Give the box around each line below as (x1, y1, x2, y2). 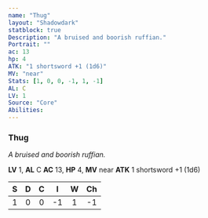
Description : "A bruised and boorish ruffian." (8, 33, 167, 42)
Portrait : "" (8, 41, 51, 49)
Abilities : (8, 107, 44, 114)
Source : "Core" (8, 99, 58, 107)
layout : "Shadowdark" (8, 19, 79, 27)
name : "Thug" (8, 11, 51, 20)
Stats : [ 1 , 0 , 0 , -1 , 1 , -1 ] (8, 77, 104, 85)
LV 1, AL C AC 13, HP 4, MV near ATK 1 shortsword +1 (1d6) (8, 165, 201, 175)
